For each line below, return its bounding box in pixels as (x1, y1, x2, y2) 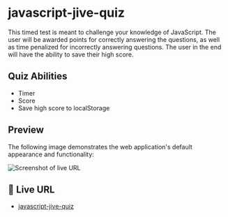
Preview (8, 124, 45, 136)
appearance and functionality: (8, 150, 95, 158)
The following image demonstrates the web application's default (8, 142, 192, 151)
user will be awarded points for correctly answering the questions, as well (8, 35, 220, 43)
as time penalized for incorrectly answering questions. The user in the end (8, 43, 222, 51)
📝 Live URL (8, 184, 55, 195)
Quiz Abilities (8, 70, 68, 82)
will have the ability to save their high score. (8, 50, 135, 59)
